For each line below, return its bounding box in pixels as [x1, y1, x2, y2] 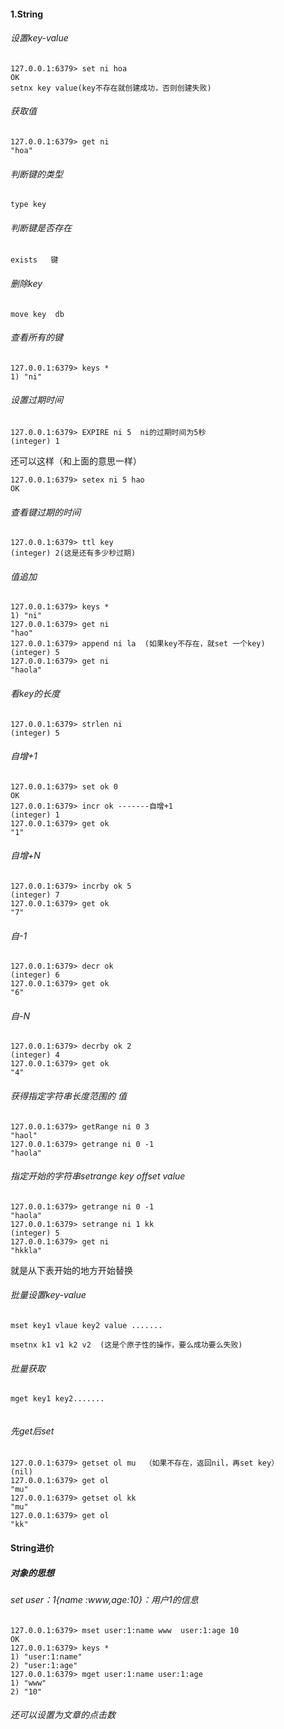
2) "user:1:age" [10, 1660, 78, 1670]
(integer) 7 [10, 890, 60, 900]
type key [10, 200, 47, 210]
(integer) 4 [10, 1050, 60, 1060]
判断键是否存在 [10, 221, 72, 234]
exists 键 [10, 255, 59, 265]
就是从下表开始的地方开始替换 [10, 1264, 133, 1276]
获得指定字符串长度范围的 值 [10, 1090, 127, 1102]
